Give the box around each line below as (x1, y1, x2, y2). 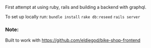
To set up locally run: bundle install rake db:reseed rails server (5, 14, 140, 19)
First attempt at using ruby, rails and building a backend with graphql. (5, 4, 147, 10)
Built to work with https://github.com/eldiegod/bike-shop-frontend (5, 37, 141, 44)
